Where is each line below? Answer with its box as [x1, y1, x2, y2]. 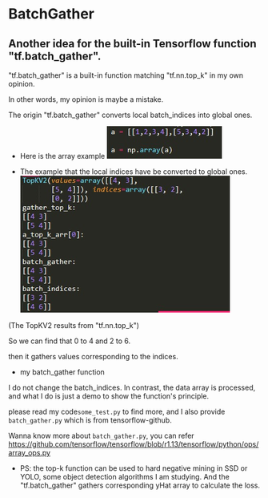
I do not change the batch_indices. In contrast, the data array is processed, [8, 383, 256, 392]
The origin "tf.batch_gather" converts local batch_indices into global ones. [8, 110, 253, 119]
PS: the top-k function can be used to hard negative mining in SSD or [19, 464, 248, 473]
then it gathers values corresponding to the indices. [8, 352, 178, 361]
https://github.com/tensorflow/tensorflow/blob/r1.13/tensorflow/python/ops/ [8, 439, 259, 449]
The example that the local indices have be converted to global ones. [19, 167, 248, 176]
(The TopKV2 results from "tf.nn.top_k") [8, 321, 140, 330]
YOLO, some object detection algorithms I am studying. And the [19, 472, 230, 481]
